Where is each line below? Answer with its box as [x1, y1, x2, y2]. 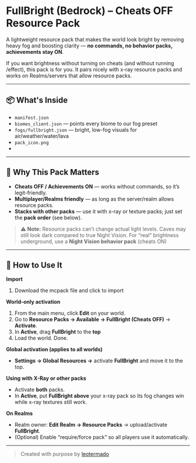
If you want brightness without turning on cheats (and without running [6, 60, 174, 67]
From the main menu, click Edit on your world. [14, 310, 125, 317]
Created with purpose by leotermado [20, 451, 110, 458]
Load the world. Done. [14, 335, 68, 342]
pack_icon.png [14, 139, 49, 146]
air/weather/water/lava [14, 132, 69, 139]
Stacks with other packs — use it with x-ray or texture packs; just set [14, 208, 183, 215]
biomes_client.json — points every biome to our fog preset [14, 120, 157, 127]
